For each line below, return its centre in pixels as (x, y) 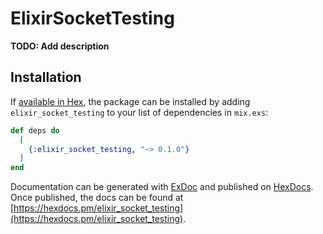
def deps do (35, 130)
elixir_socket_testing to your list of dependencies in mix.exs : (139, 112)
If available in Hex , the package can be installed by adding (130, 101)
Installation (46, 77)
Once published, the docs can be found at (97, 198)
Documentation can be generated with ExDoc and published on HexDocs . (162, 187)
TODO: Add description (60, 46)
